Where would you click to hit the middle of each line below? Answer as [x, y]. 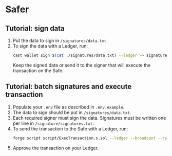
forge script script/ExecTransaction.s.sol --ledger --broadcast [84, 138]
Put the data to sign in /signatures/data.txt [60, 40]
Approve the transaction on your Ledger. [56, 148]
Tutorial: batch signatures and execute [69, 87]
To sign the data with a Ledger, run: [50, 46]
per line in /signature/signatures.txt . [53, 123]
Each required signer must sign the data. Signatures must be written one [89, 118]
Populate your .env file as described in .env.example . [69, 107]
